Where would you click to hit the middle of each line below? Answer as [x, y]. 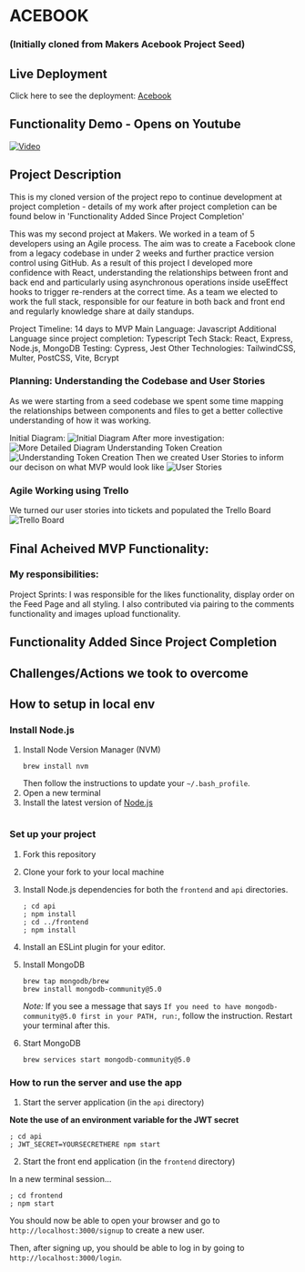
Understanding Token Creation [165, 448]
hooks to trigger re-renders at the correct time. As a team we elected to [144, 291]
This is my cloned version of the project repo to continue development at [146, 197]
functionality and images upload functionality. [95, 613]
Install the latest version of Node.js [87, 803]
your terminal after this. [66, 1025]
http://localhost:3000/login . [66, 1257]
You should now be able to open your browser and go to [115, 1220]
